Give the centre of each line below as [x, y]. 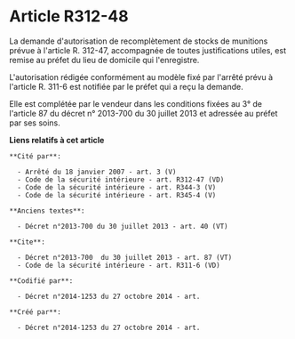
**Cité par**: [36, 156]
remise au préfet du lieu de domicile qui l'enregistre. [104, 60]
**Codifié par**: [41, 281]
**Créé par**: [36, 312]
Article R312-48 [69, 16]
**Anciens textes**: [48, 211]
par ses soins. [35, 123]
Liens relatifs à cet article [57, 140]
